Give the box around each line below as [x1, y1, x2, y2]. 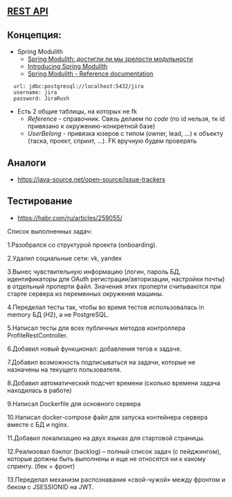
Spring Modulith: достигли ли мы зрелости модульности [27, 55, 193, 63]
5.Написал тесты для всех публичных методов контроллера [7, 324, 186, 332]
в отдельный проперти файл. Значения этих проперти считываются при [7, 282, 222, 290]
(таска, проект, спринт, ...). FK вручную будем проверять [27, 137, 197, 145]
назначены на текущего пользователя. [7, 365, 122, 374]
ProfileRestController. [7, 331, 68, 339]
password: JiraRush [13, 95, 70, 103]
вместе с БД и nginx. [7, 420, 69, 428]
